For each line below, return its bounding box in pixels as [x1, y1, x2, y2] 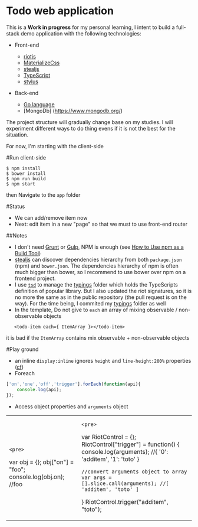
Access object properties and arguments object [14, 403, 128, 410]
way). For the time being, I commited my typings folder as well [14, 300, 166, 307]
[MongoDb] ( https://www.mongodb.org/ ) [23, 107, 123, 114]
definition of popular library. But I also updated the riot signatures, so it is [14, 287, 192, 294]
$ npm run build [6, 175, 46, 181]
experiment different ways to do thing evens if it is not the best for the [6, 125, 176, 132]
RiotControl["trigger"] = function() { [81, 440, 180, 448]
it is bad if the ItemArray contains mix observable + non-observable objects [6, 334, 190, 341]
